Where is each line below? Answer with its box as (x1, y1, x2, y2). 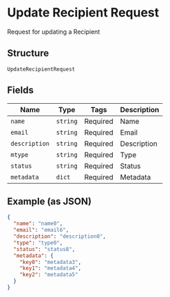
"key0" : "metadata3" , (19, 258, 81, 265)
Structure (7, 47, 50, 59)
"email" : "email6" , (13, 227, 70, 234)
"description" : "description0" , (13, 233, 107, 240)
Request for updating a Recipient (7, 27, 100, 36)
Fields (7, 85, 34, 96)
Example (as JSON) (7, 195, 92, 207)
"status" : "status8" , (13, 245, 76, 252)
